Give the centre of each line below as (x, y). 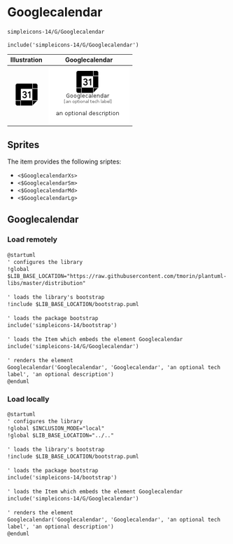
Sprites (23, 145)
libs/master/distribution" (47, 283)
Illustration (27, 60)
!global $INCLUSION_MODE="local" (56, 428)
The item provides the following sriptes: (64, 161)
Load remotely (33, 239)
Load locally (28, 399)
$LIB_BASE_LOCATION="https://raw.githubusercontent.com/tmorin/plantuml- (117, 276)
